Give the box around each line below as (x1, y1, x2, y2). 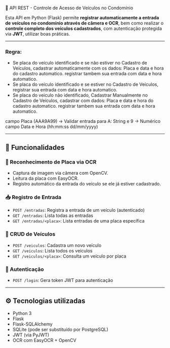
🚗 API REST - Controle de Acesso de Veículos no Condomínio (5, 5, 133, 11)
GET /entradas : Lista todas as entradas (12, 212, 94, 218)
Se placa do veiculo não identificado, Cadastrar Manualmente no (12, 92, 148, 99)
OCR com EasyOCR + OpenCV (12, 337, 77, 343)
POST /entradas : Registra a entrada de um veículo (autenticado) (12, 207, 145, 213)
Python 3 (12, 310, 32, 316)
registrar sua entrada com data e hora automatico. (12, 87, 118, 93)
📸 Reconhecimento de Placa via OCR (5, 158, 97, 165)
